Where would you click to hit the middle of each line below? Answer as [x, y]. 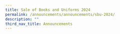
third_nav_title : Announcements [39, 24]
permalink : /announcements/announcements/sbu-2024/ [60, 14]
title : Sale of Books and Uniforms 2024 [48, 10]
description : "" [22, 19]
